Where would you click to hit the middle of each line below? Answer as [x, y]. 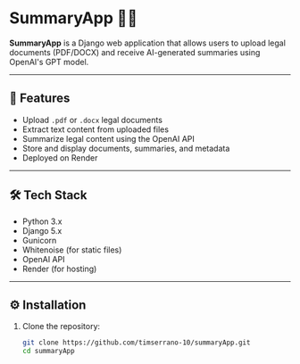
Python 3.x [42, 221]
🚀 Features [40, 99]
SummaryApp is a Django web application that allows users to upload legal [147, 43]
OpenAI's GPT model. [49, 62]
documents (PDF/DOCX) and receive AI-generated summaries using [135, 52]
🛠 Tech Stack [48, 195]
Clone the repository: [61, 327]
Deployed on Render [60, 157]
